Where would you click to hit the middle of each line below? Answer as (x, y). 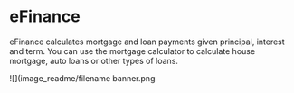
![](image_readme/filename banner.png (82, 78)
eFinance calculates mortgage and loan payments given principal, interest (147, 42)
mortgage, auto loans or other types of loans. (94, 60)
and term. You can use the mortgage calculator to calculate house (133, 51)
